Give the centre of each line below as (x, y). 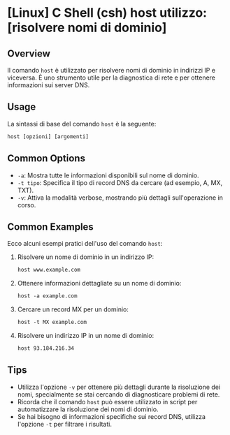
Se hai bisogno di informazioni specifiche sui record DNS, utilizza (112, 416)
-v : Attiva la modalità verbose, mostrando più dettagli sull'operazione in (120, 198)
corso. (27, 205)
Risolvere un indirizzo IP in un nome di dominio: (86, 335)
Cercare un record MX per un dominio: (73, 309)
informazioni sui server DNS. (49, 85)
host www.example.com (49, 270)
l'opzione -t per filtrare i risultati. (64, 424)
